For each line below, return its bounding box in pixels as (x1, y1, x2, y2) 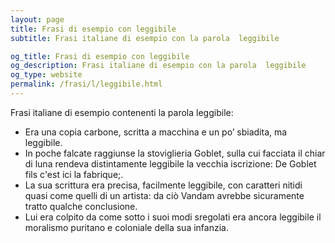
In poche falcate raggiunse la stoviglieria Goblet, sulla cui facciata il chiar (24, 147, 326, 159)
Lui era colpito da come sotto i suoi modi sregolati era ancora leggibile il (24, 211, 322, 223)
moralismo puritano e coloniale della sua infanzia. (24, 221, 229, 233)
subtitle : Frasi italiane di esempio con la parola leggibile (10, 33, 280, 43)
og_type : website (10, 70, 83, 80)
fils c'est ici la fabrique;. (24, 168, 124, 180)
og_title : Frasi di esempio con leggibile (10, 51, 190, 61)
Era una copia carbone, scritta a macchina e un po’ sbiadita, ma (24, 126, 288, 138)
